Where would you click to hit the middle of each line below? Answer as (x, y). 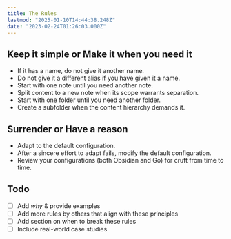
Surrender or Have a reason (68, 129)
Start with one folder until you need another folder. (89, 100)
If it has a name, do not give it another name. (81, 71)
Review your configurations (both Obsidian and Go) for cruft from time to (120, 160)
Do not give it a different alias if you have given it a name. (99, 78)
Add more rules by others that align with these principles (98, 214)
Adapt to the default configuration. (66, 146)
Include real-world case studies (62, 229)
